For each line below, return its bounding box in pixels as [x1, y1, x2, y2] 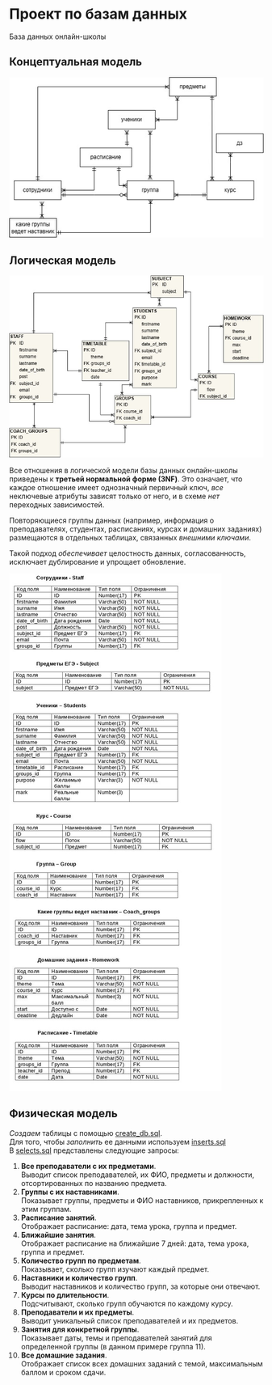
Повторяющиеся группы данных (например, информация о [9, 515, 215, 525]
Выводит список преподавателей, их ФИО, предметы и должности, [20, 1170, 255, 1180]
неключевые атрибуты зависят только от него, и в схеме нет [9, 491, 220, 501]
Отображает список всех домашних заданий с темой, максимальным [20, 1358, 263, 1368]
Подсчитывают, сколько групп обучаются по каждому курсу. [20, 1298, 233, 1308]
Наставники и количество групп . [20, 1273, 138, 1282]
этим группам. [20, 1204, 72, 1213]
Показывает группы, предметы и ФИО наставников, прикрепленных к [20, 1195, 264, 1205]
